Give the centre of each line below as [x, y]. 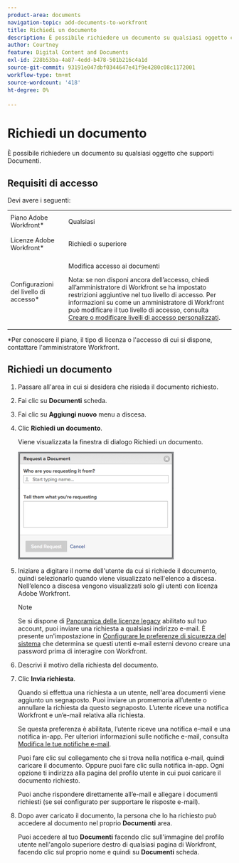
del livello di [28, 292]
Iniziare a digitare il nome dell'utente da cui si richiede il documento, [117, 570]
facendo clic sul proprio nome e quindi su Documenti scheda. [108, 852]
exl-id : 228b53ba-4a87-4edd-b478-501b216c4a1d [78, 60]
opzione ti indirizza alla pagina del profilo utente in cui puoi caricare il [119, 773]
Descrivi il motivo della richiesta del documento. [88, 665]
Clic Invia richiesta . [47, 678]
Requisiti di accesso [53, 183]
